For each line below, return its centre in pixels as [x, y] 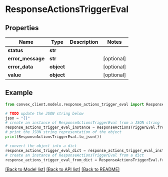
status [15, 50]
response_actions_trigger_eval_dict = [45, 150]
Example [19, 93]
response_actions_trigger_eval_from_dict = [51, 160]
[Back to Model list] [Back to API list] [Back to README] [62, 169]
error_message [26, 59]
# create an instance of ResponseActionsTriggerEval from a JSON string [82, 123]
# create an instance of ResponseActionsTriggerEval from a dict [74, 155]
